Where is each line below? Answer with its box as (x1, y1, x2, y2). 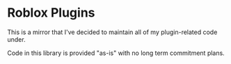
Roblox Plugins (7, 5, 95, 21)
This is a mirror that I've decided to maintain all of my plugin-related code (7, 28, 218, 36)
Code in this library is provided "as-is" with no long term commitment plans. (7, 49, 225, 57)
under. (7, 35, 26, 43)
